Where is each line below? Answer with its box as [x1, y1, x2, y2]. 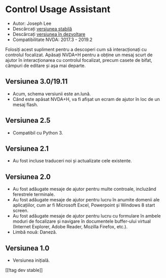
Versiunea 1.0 [5, 244, 50, 252]
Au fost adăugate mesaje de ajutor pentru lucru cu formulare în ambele [12, 213, 161, 219]
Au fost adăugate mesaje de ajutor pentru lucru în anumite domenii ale [12, 197, 160, 203]
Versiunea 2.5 [5, 116, 51, 125]
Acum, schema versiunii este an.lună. [12, 90, 91, 97]
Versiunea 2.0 [5, 172, 51, 181]
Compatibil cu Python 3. [12, 129, 63, 135]
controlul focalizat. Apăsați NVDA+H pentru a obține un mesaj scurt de [5, 52, 153, 58]
